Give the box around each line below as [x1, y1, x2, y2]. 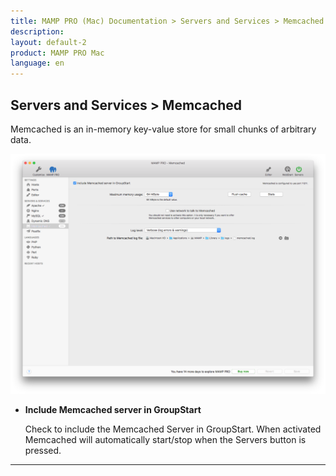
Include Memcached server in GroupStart [24, 403, 202, 415]
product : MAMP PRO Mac [10, 48, 105, 58]
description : [10, 26, 65, 37]
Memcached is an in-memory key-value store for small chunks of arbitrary [10, 123, 317, 135]
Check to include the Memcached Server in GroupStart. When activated [24, 423, 322, 435]
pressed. [24, 444, 62, 456]
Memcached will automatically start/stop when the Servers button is [24, 433, 307, 445]
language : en [10, 58, 65, 69]
